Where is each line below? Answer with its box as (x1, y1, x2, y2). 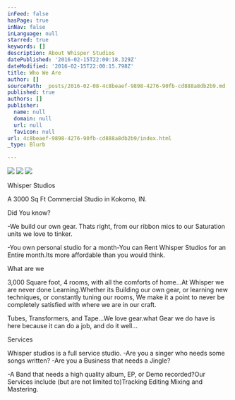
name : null (13, 108, 46, 115)
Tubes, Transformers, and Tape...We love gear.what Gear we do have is (7, 314, 215, 323)
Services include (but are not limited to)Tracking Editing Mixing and (7, 377, 203, 386)
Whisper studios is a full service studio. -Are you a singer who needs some (7, 349, 225, 358)
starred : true (7, 37, 49, 44)
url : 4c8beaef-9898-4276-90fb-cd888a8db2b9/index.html (7, 135, 172, 142)
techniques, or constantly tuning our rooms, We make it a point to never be (7, 293, 225, 301)
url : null (13, 121, 42, 129)
